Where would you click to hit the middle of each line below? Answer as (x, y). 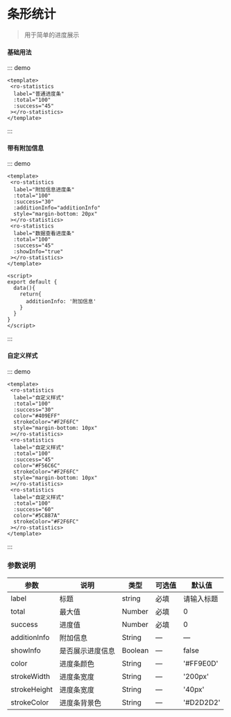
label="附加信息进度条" (44, 190)
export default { (32, 282)
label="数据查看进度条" (44, 234)
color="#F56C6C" (37, 465)
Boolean (135, 650)
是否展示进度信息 (87, 650)
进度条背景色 (80, 702)
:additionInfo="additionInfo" (57, 208)
